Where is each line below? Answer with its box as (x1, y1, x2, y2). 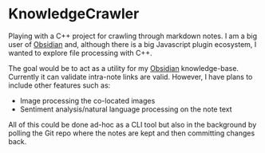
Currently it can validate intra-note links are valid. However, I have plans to (8, 72, 253, 81)
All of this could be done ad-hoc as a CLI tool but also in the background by (8, 120, 257, 129)
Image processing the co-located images (19, 96, 156, 105)
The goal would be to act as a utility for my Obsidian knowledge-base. (8, 63, 239, 73)
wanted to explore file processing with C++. (8, 48, 153, 57)
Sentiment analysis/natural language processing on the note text (19, 104, 233, 114)
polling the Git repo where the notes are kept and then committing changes (8, 128, 255, 138)
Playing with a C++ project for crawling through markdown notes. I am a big (8, 31, 258, 41)
